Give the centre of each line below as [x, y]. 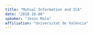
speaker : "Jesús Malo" [28, 18]
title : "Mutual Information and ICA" [44, 9]
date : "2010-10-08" [25, 14]
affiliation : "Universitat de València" [47, 23]
